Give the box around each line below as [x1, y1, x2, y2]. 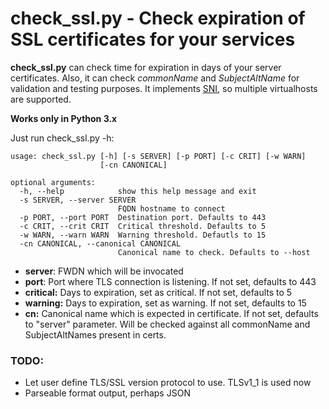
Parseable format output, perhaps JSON [24, 387, 191, 399]
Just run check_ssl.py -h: [10, 132, 115, 144]
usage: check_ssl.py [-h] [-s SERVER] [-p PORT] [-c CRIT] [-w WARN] [10, 151, 307, 161]
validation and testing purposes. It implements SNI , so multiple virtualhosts [10, 82, 318, 94]
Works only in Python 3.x [10, 112, 118, 124]
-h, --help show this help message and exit [19, 186, 257, 196]
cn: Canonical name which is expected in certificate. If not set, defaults [24, 307, 319, 319]
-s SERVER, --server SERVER [19, 195, 137, 205]
